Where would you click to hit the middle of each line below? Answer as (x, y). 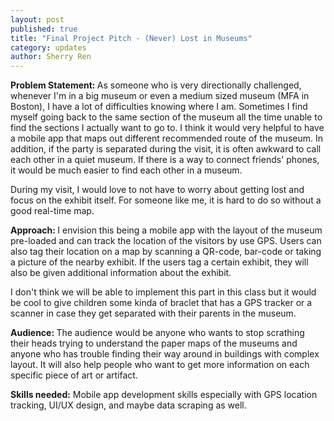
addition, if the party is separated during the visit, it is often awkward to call (166, 149)
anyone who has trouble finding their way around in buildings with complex (165, 354)
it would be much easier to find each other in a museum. (126, 170)
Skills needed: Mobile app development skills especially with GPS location (164, 395)
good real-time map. (52, 211)
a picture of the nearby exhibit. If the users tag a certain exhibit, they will (159, 262)
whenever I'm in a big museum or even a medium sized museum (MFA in (160, 96)
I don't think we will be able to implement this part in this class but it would (163, 292)
